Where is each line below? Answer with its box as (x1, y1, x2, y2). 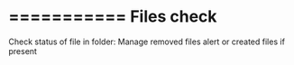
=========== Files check (8, 6, 217, 27)
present (8, 45, 38, 56)
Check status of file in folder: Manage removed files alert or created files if (8, 36, 286, 47)
